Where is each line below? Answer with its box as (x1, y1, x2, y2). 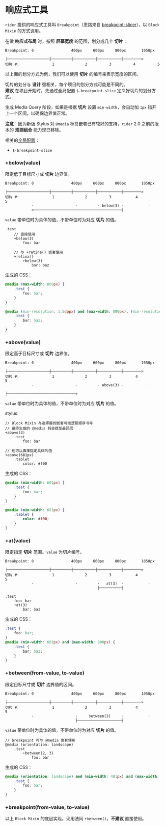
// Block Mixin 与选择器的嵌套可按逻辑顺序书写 (5, 421, 93, 426)
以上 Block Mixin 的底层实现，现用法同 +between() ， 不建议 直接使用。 (5, 816, 147, 822)
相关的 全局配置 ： (5, 137, 40, 143)
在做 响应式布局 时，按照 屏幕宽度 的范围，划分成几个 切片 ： (5, 38, 128, 44)
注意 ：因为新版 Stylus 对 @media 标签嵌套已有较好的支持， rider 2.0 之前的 (5, 121, 155, 127)
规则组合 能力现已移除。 (14, 127, 64, 133)
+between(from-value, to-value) (5, 669, 84, 676)
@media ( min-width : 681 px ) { (5, 507, 65, 512)
